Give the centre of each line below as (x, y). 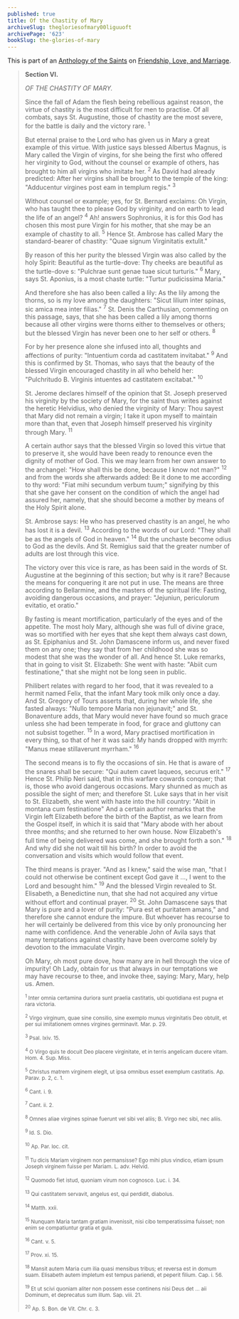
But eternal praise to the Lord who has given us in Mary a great (117, 139)
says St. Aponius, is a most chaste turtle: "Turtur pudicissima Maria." (125, 279)
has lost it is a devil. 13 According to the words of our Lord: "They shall (128, 529)
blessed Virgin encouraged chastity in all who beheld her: (109, 371)
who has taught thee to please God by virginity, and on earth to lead (124, 209)
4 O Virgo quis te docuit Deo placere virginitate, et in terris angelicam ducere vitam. (126, 1051)
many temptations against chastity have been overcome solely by (121, 940)
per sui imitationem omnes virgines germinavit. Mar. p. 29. (96, 1024)
